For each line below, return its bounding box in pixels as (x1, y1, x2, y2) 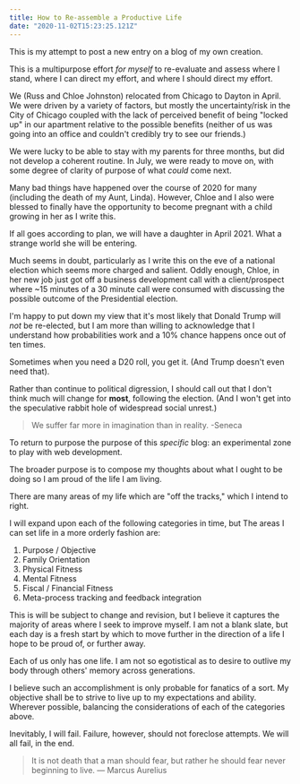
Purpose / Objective (21, 544, 97, 556)
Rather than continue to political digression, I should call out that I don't (9, 383, 272, 394)
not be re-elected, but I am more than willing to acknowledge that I (9, 320, 255, 331)
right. (9, 500, 30, 511)
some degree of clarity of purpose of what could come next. (9, 165, 232, 176)
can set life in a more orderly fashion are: (9, 527, 161, 538)
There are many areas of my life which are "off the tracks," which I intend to (9, 490, 288, 502)
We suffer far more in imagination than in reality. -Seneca (30, 419, 243, 430)
